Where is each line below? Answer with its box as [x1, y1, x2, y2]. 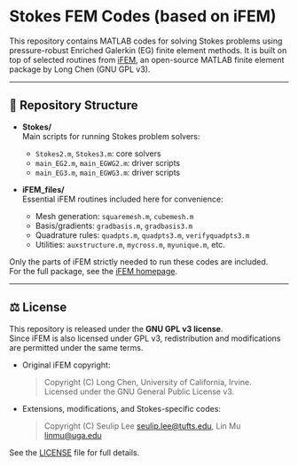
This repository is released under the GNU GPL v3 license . [9, 323, 223, 334]
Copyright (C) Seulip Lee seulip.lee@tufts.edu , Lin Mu [43, 420, 241, 431]
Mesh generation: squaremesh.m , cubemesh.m [35, 210, 194, 221]
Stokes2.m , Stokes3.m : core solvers [35, 148, 161, 159]
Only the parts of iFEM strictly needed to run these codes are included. [9, 256, 269, 267]
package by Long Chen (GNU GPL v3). [9, 64, 151, 75]
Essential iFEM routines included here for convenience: [21, 194, 223, 204]
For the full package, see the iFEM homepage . [9, 265, 178, 276]
